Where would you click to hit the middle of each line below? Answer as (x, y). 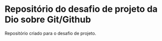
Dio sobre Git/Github (48, 20)
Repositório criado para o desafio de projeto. (50, 33)
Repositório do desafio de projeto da (81, 9)
